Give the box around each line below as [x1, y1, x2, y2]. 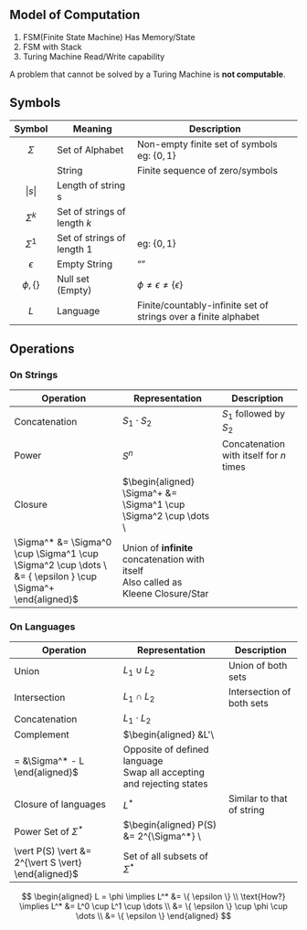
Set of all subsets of [122, 850, 208, 862]
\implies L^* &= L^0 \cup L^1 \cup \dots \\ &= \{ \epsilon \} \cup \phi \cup [19, 901, 288, 912]
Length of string [56, 178, 126, 191]
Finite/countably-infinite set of [136, 299, 270, 312]
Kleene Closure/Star [122, 587, 209, 599]
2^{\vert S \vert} [14, 856, 82, 869]
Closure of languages [14, 798, 107, 811]
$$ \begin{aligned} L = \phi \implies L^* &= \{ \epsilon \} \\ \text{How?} [21, 891, 286, 903]
